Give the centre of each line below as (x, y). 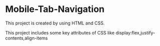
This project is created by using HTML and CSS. (55, 23)
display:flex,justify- (135, 32)
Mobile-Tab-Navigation (55, 9)
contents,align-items (26, 38)
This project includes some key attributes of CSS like (60, 32)
